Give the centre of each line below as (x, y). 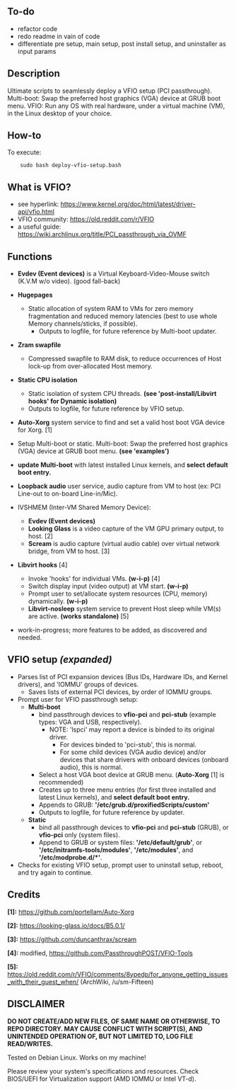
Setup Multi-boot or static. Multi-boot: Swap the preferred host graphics (123, 444)
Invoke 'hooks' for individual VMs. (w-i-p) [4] (94, 579)
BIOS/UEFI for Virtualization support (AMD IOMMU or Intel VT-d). (102, 1079)
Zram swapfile (39, 345)
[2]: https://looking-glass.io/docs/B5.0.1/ (66, 925)
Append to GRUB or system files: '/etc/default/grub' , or (120, 842)
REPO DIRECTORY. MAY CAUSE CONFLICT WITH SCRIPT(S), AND (105, 1028)
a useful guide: (39, 227)
